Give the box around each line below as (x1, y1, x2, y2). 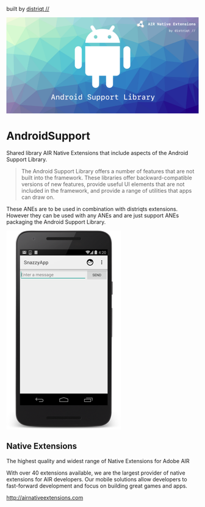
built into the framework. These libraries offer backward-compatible (21, 174, 192, 181)
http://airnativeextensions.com (6, 494, 84, 501)
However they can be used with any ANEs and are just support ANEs (6, 212, 179, 219)
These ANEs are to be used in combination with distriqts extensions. (6, 205, 178, 212)
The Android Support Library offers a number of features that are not (21, 167, 195, 174)
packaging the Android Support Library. (6, 218, 106, 225)
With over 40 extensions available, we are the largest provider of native (6, 469, 185, 476)
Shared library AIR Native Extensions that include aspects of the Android (6, 149, 189, 156)
